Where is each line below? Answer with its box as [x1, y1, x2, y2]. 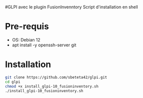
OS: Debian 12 [12, 37, 40, 42]
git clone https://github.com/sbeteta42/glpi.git [5, 75, 108, 80]
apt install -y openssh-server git [12, 42, 77, 48]
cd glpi [5, 79, 21, 84]
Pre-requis [5, 21, 49, 32]
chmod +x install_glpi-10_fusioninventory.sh [5, 84, 98, 89]
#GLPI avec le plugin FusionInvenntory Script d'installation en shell [5, 4, 138, 10]
